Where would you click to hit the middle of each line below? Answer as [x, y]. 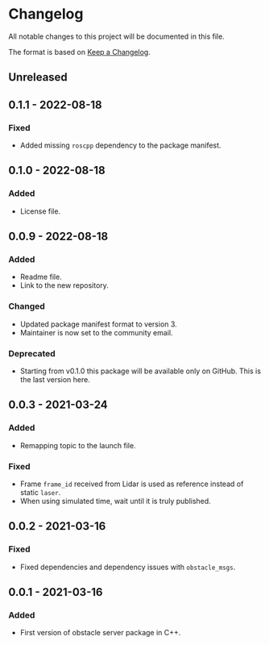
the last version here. [55, 379]
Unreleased [38, 77]
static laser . [40, 492]
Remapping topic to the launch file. [78, 445]
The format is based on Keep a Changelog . [79, 52]
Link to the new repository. [64, 285]
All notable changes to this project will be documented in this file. [117, 36]
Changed [27, 306]
